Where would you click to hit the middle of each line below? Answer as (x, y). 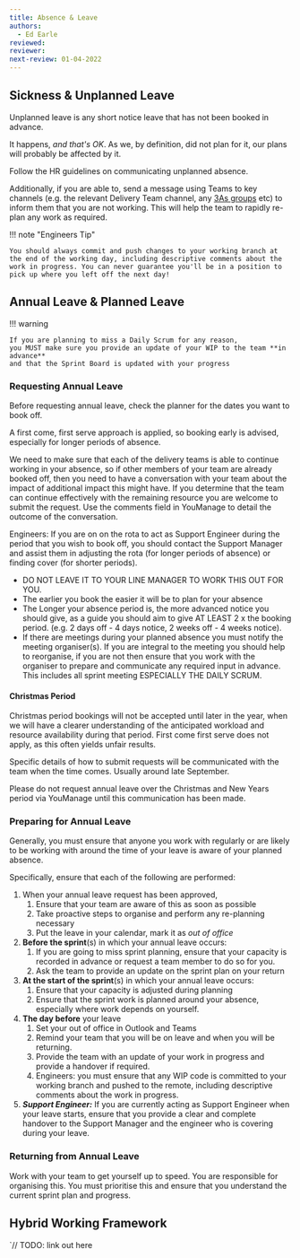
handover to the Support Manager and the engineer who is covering (148, 1123)
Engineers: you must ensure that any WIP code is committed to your (161, 1076)
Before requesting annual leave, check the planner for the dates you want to (150, 406)
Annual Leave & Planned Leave (97, 302)
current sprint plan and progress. (70, 1195)
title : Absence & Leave (54, 17)
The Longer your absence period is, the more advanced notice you (146, 608)
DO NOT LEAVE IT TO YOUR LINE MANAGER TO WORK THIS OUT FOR (153, 580)
